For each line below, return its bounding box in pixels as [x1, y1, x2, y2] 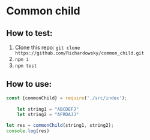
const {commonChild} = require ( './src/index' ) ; [6, 95, 128, 101]
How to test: [6, 28, 53, 38]
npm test [14, 63, 37, 69]
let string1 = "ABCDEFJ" [17, 106, 79, 112]
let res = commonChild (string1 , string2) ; [6, 123, 114, 129]
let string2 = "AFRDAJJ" [17, 112, 79, 118]
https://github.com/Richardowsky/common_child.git [14, 50, 145, 56]
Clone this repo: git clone [14, 44, 80, 51]
